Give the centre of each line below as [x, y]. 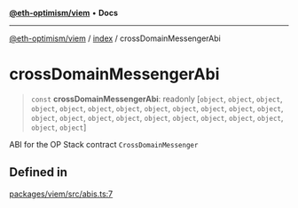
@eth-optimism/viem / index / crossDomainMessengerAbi [115, 38]
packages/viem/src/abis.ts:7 [61, 194]
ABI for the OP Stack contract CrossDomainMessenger [104, 144]
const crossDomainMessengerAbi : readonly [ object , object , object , [157, 99]
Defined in [39, 172]
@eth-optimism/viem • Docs [63, 13]
